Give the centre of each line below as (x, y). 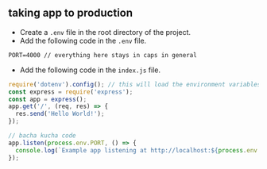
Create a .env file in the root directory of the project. (105, 32)
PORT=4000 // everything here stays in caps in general (103, 55)
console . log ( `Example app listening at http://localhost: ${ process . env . (138, 150)
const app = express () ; (48, 99)
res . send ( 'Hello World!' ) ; (60, 114)
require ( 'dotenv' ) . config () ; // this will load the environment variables (135, 84)
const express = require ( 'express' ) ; (71, 92)
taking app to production (71, 13)
